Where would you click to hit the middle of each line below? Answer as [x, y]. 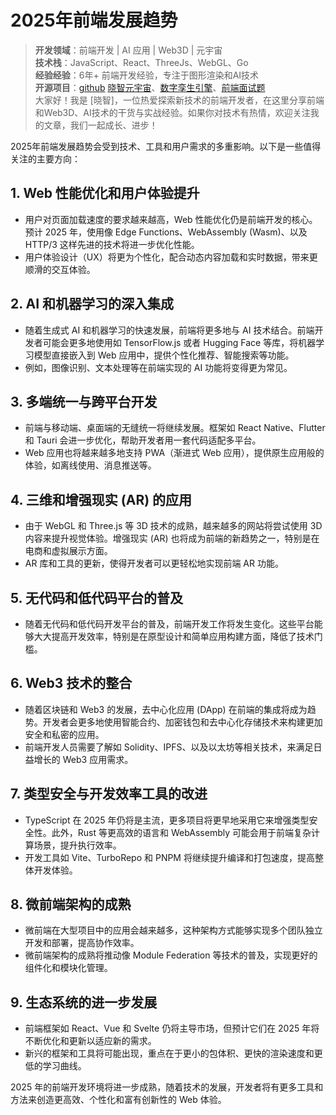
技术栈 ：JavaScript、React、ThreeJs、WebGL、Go [141, 62]
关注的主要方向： [45, 158]
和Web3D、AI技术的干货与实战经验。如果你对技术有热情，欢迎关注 [172, 112]
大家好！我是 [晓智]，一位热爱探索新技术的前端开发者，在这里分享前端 [179, 100]
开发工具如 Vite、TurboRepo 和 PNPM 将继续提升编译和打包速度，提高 [169, 857]
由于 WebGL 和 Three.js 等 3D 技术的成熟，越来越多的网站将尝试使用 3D [173, 526]
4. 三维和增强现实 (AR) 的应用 [101, 499]
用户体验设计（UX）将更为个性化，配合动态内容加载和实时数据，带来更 [171, 257]
